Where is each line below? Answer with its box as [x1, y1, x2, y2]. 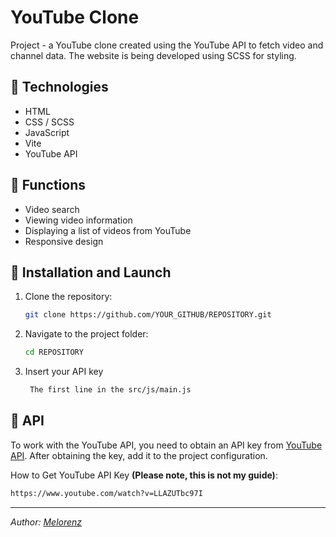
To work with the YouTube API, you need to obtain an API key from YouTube [10, 439, 323, 451]
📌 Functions [10, 177, 86, 194]
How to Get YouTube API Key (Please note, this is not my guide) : [10, 469, 278, 481]
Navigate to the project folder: [24, 328, 149, 340]
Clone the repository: [24, 291, 113, 303]
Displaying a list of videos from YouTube [24, 224, 192, 236]
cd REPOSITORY [24, 347, 84, 358]
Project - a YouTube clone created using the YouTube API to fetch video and [10, 39, 324, 51]
